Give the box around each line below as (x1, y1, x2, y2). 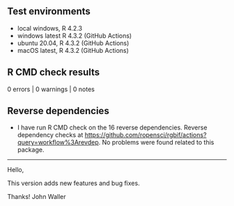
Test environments (7, 6, 91, 17)
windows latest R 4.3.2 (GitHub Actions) (17, 31, 132, 40)
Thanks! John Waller (7, 193, 66, 201)
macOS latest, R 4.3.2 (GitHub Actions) (17, 46, 129, 54)
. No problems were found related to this (98, 138, 214, 147)
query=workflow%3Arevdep (17, 138, 99, 147)
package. (17, 145, 45, 154)
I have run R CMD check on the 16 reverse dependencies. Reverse (17, 123, 208, 132)
